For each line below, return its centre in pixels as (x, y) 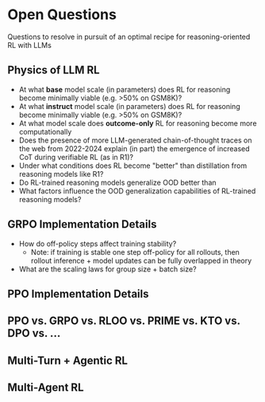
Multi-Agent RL (46, 388)
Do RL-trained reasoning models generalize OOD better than (117, 182)
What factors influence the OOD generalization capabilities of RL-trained (137, 191)
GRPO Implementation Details (82, 224)
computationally (45, 131)
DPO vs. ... (34, 333)
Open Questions (62, 15)
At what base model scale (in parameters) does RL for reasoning (125, 89)
